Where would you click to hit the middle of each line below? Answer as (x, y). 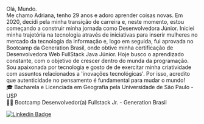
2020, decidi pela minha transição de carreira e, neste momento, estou (95, 22)
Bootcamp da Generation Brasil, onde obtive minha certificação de (90, 48)
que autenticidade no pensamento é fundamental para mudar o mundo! (96, 80)
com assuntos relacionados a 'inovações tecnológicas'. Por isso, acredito (98, 74)
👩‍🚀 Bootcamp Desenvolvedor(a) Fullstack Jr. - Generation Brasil (87, 102)
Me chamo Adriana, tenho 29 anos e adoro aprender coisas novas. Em (95, 15)
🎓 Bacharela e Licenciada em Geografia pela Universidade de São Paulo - (100, 87)
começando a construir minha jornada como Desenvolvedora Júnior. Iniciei (100, 28)
